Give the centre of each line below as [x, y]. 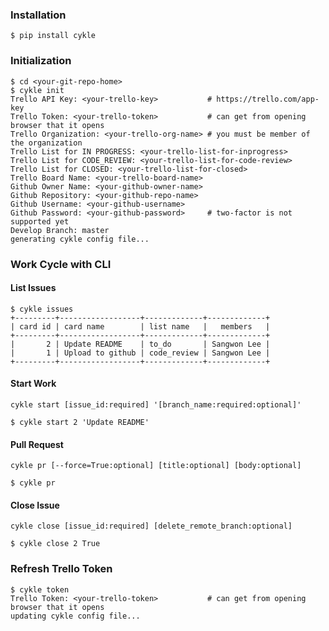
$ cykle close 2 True [55, 544]
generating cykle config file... [80, 239]
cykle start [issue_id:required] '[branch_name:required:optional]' [156, 404]
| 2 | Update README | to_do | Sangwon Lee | [140, 344]
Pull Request [37, 444]
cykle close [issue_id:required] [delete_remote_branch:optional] [151, 526]
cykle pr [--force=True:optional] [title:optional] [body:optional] [156, 466]
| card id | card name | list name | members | [140, 326]
